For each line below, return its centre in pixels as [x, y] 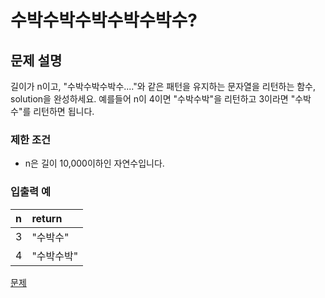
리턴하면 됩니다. [64, 111]
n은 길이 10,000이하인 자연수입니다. [94, 163]
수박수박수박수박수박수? [104, 20]
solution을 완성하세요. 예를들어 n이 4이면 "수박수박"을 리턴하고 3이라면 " [153, 99]
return [47, 218]
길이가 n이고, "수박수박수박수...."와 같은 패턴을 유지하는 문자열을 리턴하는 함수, [163, 86]
